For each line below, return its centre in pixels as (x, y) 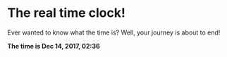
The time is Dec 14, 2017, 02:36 (54, 46)
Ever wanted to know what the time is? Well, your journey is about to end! (114, 32)
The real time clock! (66, 13)
